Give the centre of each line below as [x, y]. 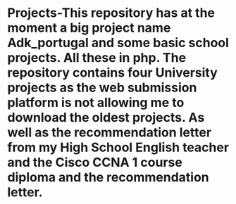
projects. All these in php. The [97, 58]
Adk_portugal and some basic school [118, 43]
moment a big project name [89, 28]
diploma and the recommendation [108, 178]
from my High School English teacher [118, 147]
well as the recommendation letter [110, 133]
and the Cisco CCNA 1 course [95, 162]
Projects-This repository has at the [111, 13]
